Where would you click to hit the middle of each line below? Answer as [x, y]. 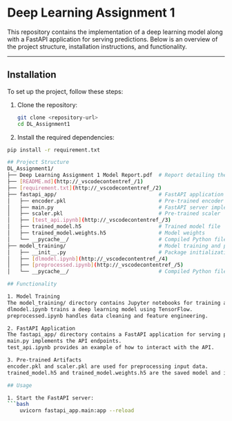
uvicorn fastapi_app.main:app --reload [77, 411]
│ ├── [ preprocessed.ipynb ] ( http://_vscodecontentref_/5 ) [96, 265]
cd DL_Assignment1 [43, 124]
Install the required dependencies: [66, 137]
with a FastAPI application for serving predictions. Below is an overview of [113, 39]
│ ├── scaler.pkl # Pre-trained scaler [114, 214]
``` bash [18, 404]
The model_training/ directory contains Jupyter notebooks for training [114, 303]
